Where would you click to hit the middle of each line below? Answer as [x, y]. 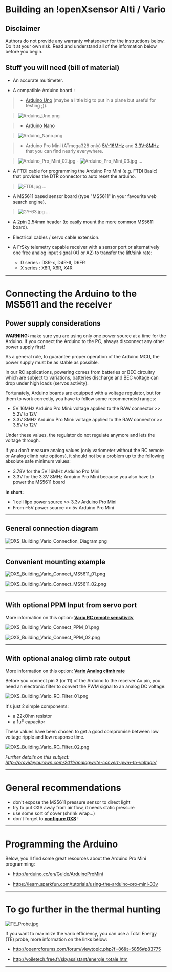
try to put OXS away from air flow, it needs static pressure [73, 808]
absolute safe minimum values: [38, 461]
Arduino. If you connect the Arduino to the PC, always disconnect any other [85, 341]
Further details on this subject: [38, 757]
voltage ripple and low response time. [45, 737]
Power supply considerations [53, 323]
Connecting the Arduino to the [71, 294]
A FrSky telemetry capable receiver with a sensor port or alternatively [86, 247]
